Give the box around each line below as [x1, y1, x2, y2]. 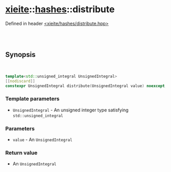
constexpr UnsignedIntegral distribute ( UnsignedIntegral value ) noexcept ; [5, 83, 167, 89]
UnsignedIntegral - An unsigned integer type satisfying [12, 107, 129, 113]
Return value [5, 149, 38, 156]
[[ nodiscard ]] [5, 78, 36, 83]
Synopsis [5, 50, 36, 59]
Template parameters [5, 95, 60, 102]
